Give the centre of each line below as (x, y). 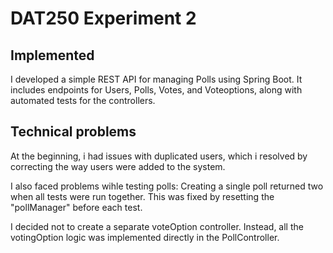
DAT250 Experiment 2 (103, 18)
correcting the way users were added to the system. (118, 166)
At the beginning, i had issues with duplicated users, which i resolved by (159, 156)
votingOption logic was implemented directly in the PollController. (145, 237)
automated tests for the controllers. (83, 100)
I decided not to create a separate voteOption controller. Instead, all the (157, 226)
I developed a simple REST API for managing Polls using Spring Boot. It (156, 79)
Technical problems (73, 132)
